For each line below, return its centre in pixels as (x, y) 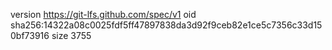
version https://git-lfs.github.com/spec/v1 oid (103, 14)
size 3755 (71, 35)
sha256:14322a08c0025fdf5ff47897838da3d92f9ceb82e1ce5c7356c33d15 (166, 25)
